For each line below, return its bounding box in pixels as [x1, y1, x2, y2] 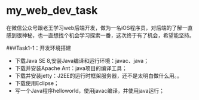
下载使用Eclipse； [14, 79, 60, 87]
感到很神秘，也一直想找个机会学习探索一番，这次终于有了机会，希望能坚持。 [6, 31, 195, 39]
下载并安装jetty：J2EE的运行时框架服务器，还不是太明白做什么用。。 [14, 72, 183, 79]
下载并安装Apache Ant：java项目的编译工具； [14, 64, 127, 72]
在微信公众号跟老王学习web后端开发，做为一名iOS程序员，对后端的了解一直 [6, 24, 193, 31]
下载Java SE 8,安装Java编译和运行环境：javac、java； [14, 57, 149, 64]
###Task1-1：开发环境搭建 [6, 44, 72, 51]
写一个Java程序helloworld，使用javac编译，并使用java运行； [14, 87, 164, 94]
